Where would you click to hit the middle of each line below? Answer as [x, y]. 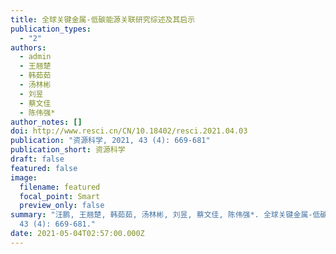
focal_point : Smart [60, 196]
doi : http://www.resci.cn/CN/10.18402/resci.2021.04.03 [129, 131]
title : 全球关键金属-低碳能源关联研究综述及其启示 [103, 19]
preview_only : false [62, 206]
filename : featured [60, 187]
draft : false [37, 159]
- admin [35, 57]
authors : [28, 47]
